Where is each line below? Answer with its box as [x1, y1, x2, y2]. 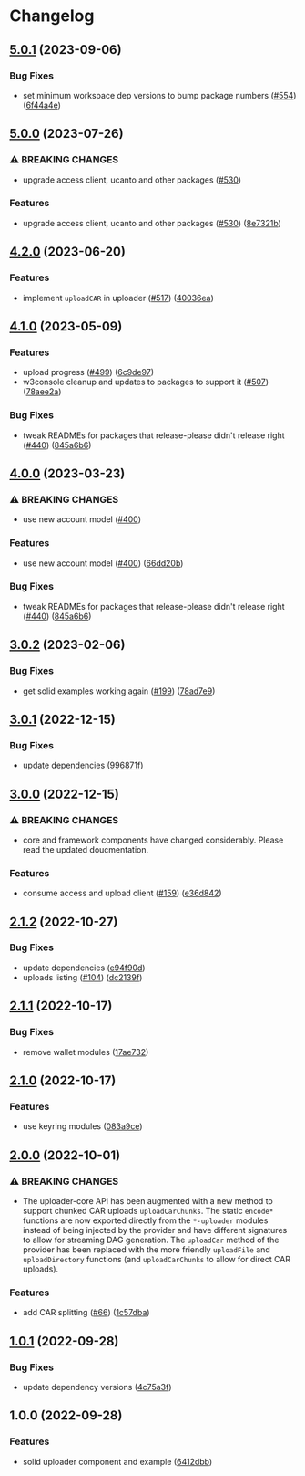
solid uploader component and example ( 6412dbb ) [22, 1456, 213, 1467]
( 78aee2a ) [22, 386, 62, 397]
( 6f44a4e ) [22, 99, 62, 110]
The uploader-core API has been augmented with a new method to [22, 1195, 273, 1206]
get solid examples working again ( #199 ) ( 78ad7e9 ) [22, 686, 216, 696]
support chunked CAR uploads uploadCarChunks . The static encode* [22, 1205, 274, 1216]
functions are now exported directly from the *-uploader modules [22, 1215, 269, 1226]
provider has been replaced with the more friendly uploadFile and [22, 1243, 270, 1255]
